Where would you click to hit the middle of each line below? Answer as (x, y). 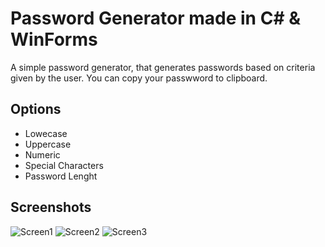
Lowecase (46, 133)
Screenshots (51, 207)
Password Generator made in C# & (156, 18)
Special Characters (64, 165)
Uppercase (48, 144)
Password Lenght (61, 176)
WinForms (54, 39)
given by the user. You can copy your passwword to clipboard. (139, 78)
